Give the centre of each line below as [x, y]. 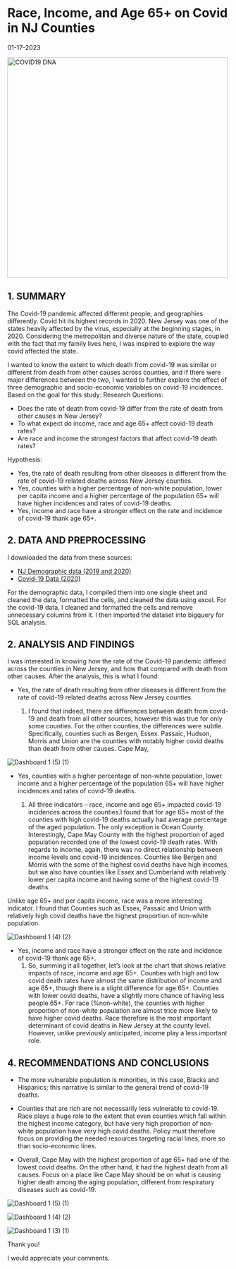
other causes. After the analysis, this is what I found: [83, 676]
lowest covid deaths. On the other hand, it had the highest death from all [122, 1167]
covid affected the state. [43, 351]
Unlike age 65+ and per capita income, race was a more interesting [105, 901]
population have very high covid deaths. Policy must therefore [125, 1131]
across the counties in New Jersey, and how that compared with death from [117, 669]
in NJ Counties [51, 28]
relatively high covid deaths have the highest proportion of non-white [108, 916]
